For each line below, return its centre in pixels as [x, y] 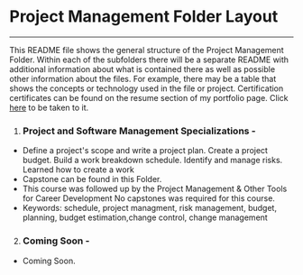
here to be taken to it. [49, 107]
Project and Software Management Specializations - [139, 131]
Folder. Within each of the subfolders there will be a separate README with [149, 60]
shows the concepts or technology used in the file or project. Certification [147, 88]
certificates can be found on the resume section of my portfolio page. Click [149, 97]
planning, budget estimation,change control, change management [145, 217]
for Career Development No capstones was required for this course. [148, 198]
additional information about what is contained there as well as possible [142, 69]
